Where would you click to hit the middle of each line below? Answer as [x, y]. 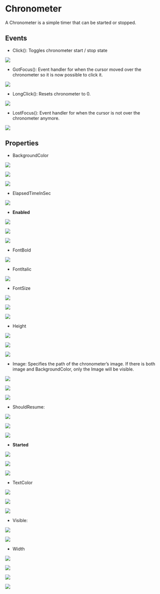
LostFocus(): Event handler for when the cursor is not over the [76, 112]
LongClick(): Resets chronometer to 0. [52, 93]
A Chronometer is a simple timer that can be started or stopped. [71, 22]
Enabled [21, 212]
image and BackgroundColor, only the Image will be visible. [73, 369]
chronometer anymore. [36, 118]
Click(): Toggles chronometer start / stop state [60, 50]
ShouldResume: [28, 407]
